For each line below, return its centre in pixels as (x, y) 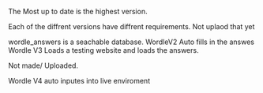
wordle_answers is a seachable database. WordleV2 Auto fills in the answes (131, 42)
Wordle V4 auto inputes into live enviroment (79, 81)
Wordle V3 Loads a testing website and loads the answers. (103, 50)
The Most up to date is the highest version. (78, 11)
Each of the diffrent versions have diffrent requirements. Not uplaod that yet (131, 26)
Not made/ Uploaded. (43, 65)
